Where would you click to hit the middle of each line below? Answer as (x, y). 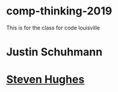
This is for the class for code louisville (53, 28)
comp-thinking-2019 (59, 11)
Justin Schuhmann (54, 52)
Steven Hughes (45, 80)
